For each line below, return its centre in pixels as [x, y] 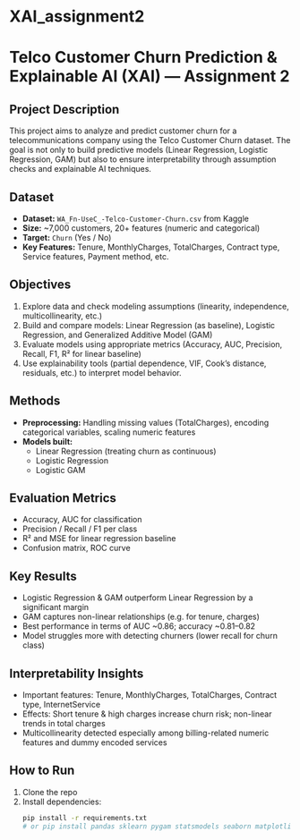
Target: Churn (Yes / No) [67, 238]
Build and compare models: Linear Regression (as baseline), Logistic [149, 325]
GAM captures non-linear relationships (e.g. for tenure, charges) [141, 617]
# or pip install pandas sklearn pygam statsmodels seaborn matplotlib [159, 826]
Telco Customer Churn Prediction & [143, 58]
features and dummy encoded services [94, 742]
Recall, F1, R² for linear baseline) [81, 353]
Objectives [40, 285]
